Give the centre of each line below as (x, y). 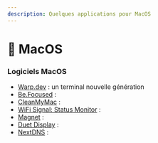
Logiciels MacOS (37, 71)
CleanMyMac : (39, 102)
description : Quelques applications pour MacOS (79, 14)
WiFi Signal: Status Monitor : (59, 110)
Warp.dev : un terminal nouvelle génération (81, 87)
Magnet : (31, 117)
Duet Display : (38, 125)
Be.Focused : (37, 95)
